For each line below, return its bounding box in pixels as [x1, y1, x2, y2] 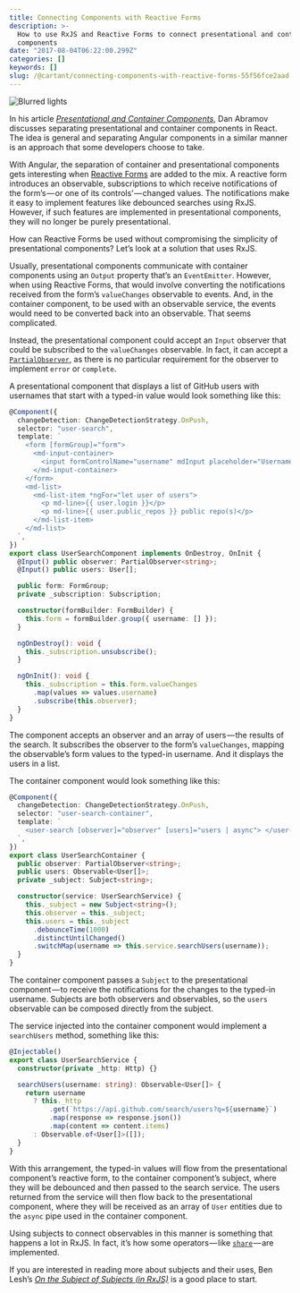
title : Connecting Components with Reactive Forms [9, 13, 202, 22]
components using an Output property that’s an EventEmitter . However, [9, 269, 271, 280]
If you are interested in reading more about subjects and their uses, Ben [9, 1263, 273, 1275]
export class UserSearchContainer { [9, 851, 146, 860]
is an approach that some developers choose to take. [9, 141, 205, 152]
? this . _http [32, 1097, 82, 1106]
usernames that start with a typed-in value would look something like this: [9, 390, 281, 401]
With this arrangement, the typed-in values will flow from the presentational [9, 1162, 287, 1173]
